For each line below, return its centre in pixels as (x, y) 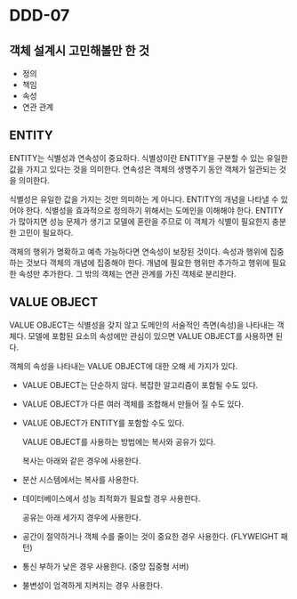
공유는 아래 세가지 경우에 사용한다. (81, 517)
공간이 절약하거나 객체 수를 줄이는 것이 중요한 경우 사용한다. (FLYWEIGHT (150, 536)
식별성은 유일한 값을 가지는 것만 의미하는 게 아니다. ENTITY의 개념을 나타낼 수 (144, 199)
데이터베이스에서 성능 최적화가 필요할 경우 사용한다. (111, 498)
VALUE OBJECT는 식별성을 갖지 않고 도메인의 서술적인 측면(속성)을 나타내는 (142, 325)
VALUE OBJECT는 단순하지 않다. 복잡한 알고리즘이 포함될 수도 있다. (140, 384)
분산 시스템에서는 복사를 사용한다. (80, 479)
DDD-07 (40, 16)
